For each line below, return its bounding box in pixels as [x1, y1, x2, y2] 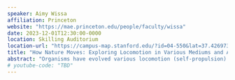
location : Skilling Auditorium [7, 36, 99, 43]
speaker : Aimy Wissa [7, 10, 68, 17]
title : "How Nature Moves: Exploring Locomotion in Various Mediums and [7, 49, 224, 56]
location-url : [7, 42, 49, 49]
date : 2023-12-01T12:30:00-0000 [7, 29, 101, 37]
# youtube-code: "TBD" [7, 62, 73, 69]
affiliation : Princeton [7, 17, 77, 24]
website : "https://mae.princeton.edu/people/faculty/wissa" [7, 23, 187, 30]
